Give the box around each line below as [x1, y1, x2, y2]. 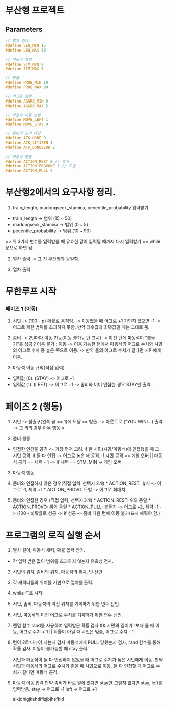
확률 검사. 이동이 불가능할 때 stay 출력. [12, 646, 89, 652]
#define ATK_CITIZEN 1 [5, 140, 53, 145]
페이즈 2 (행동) [5, 401, 63, 412]
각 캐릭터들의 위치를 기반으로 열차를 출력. [12, 579, 94, 586]
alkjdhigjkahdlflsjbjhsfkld [12, 696, 64, 702]
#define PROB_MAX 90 [5, 85, 49, 90]
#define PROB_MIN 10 [5, 80, 49, 85]
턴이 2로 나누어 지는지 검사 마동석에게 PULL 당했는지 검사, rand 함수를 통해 [12, 639, 161, 645]
